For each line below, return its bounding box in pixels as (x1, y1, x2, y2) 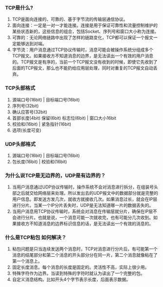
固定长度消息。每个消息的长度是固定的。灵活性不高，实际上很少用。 (12, 265, 149, 270)
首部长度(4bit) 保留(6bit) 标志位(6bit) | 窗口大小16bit (12, 115, 116, 121)
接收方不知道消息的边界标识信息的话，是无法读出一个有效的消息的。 (16, 221, 154, 226)
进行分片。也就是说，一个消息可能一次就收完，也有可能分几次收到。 (16, 215, 154, 221)
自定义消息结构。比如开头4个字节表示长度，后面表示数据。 (12, 277, 131, 283)
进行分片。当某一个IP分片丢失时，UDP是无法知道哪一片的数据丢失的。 (12, 203, 154, 208)
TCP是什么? (5, 4, 33, 11)
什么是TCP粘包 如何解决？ (5, 234, 67, 241)
